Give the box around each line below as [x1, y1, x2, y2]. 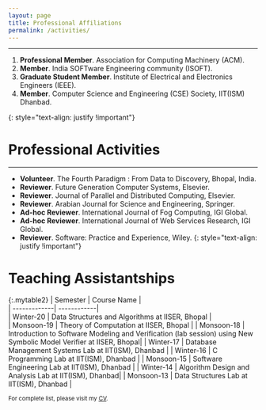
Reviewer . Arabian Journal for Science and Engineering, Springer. [19, 199, 236, 209]
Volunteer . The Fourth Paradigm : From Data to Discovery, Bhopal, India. [19, 174, 257, 184]
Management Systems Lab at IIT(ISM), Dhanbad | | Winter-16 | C [8, 346, 218, 355]
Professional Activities [8, 140, 161, 158]
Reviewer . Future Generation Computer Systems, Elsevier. [19, 183, 210, 192]
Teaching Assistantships [8, 269, 176, 287]
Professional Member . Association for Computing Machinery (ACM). [19, 55, 245, 65]
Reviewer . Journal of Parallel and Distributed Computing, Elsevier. [19, 191, 236, 200]
